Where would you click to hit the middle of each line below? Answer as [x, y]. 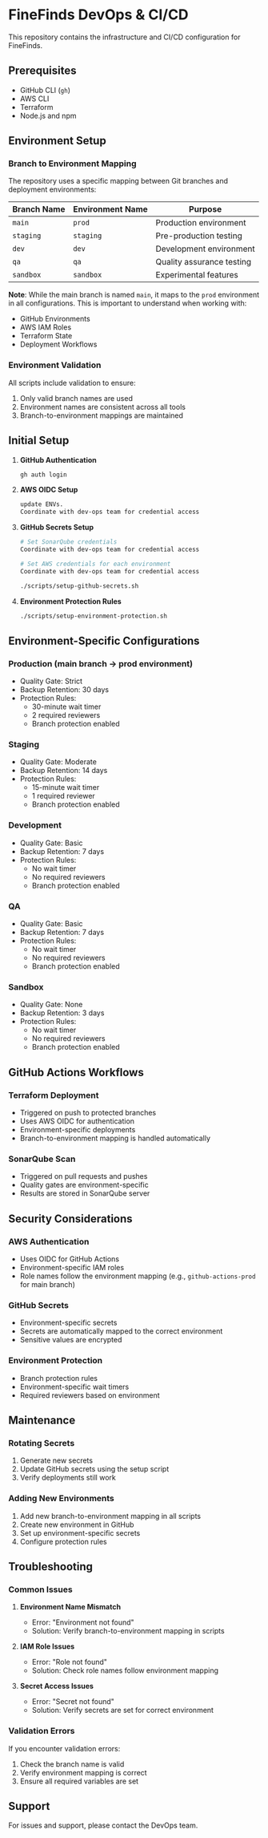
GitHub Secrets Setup [57, 528]
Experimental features [197, 275]
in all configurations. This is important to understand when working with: [128, 303]
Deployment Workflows [58, 344]
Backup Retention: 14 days [64, 771]
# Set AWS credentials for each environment [95, 564]
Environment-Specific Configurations [104, 640]
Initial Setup [39, 441]
